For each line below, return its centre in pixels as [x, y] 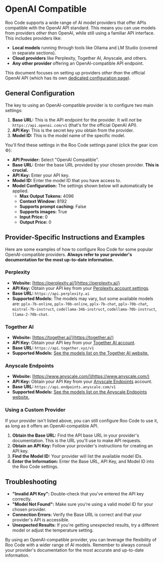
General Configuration [40, 93]
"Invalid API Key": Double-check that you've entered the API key [78, 493]
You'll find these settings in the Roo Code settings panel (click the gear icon [82, 145]
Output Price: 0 [35, 222]
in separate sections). [34, 53]
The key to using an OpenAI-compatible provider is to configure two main [79, 105]
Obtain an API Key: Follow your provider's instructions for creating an [82, 445]
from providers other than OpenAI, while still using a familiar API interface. [80, 33]
